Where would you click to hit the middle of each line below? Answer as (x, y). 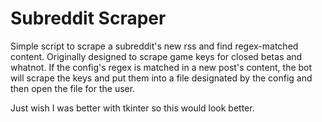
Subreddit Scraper (88, 18)
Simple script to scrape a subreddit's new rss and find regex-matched (154, 46)
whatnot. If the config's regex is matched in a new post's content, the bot (161, 67)
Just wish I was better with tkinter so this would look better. (132, 108)
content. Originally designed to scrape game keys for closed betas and (156, 56)
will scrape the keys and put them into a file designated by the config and (161, 78)
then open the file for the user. (73, 88)
